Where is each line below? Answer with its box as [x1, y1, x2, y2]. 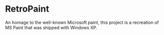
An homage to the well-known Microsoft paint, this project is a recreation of [5, 19, 159, 25]
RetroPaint [5, 3, 49, 15]
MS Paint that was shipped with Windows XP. [5, 24, 97, 30]
